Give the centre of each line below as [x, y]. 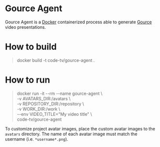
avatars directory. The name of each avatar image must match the [71, 134]
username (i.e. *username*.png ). [37, 139]
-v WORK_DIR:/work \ [39, 109]
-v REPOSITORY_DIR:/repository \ [50, 104]
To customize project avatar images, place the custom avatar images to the [80, 129]
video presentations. [25, 27]
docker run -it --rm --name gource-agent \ [60, 93]
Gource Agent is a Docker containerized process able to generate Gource [78, 22]
